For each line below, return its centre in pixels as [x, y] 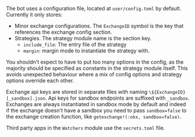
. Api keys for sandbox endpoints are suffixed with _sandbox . [117, 98]
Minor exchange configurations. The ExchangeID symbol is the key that [99, 26]
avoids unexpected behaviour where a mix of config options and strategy [94, 74]
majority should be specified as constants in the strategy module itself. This [97, 68]
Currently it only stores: [34, 15]
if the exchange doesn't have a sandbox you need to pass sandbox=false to [96, 110]
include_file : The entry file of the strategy [75, 44]
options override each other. [40, 80]
